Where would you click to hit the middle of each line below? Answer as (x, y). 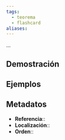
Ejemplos (24, 84)
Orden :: (24, 131)
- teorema (23, 17)
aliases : (17, 28)
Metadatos (27, 105)
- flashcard (26, 23)
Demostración (33, 64)
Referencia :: (30, 119)
